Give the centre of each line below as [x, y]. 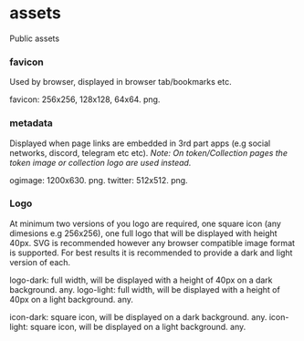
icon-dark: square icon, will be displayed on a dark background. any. [138, 316]
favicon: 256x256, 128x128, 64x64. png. [85, 99]
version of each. [40, 262]
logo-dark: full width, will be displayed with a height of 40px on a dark [141, 280]
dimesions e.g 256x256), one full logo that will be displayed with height [143, 233]
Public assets [35, 38]
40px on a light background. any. [72, 299]
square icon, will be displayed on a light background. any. [138, 326]
